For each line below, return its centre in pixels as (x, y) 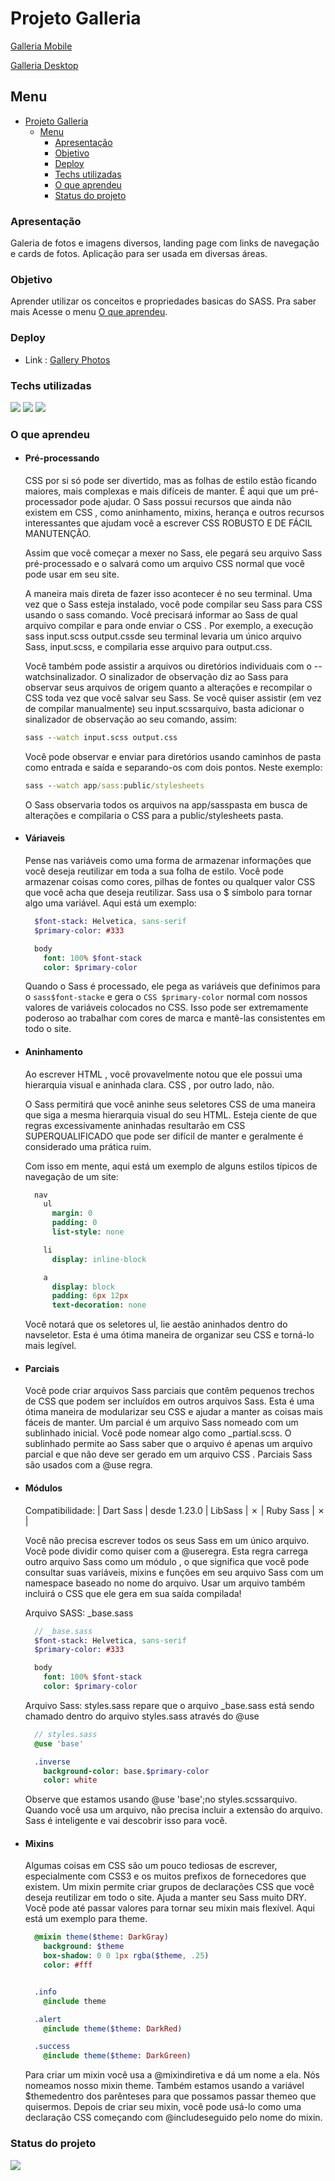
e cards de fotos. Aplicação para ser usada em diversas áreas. (139, 254)
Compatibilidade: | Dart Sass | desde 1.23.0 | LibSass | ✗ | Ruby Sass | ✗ (175, 1510)
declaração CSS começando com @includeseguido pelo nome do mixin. (173, 2118)
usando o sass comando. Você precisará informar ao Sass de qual (161, 615)
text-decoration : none (99, 1305)
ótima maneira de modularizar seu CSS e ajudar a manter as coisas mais (173, 1412)
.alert (48, 2019)
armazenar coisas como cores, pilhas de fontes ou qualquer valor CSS (170, 882)
